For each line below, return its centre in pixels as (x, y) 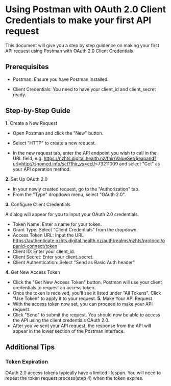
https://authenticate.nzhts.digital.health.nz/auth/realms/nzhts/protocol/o (89, 240)
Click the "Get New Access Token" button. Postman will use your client (87, 282)
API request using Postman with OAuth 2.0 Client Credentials (69, 51)
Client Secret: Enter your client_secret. (53, 256)
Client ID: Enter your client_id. (44, 251)
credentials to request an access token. (54, 287)
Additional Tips (30, 347)
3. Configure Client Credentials (38, 204)
